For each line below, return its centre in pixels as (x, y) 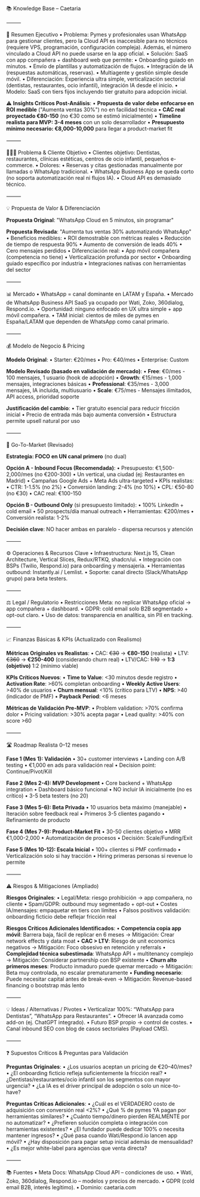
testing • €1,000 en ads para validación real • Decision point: (81, 765)
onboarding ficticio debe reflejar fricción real (61, 917)
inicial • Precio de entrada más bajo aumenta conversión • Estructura (92, 415)
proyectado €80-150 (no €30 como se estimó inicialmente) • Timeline (93, 116)
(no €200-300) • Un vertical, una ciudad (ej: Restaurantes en (110, 474)
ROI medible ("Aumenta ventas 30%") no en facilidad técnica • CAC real (96, 110)
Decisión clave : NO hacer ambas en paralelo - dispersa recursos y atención (100, 529)
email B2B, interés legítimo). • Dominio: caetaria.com (71, 1187)
